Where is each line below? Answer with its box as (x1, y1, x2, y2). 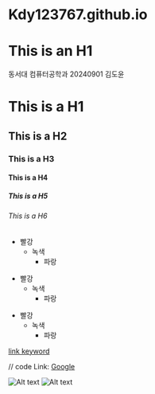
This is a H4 (8, 173, 48, 182)
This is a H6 (8, 211, 48, 220)
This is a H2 (8, 129, 68, 142)
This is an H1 (8, 42, 93, 60)
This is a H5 (8, 191, 48, 201)
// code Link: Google (8, 361, 76, 371)
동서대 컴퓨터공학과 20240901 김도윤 (8, 69, 125, 79)
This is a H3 (8, 153, 55, 164)
